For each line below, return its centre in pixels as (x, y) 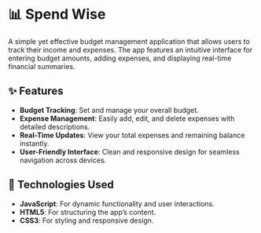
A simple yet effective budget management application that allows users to (129, 41)
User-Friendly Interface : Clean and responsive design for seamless (129, 151)
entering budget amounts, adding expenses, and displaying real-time (120, 58)
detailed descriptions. (55, 126)
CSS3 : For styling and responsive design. (86, 220)
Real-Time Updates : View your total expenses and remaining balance (132, 135)
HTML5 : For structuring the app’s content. (88, 212)
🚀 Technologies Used (61, 185)
